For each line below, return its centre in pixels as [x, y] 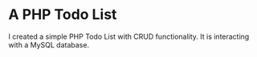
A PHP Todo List [63, 15]
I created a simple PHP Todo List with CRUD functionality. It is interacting [129, 36]
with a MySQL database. [49, 44]
